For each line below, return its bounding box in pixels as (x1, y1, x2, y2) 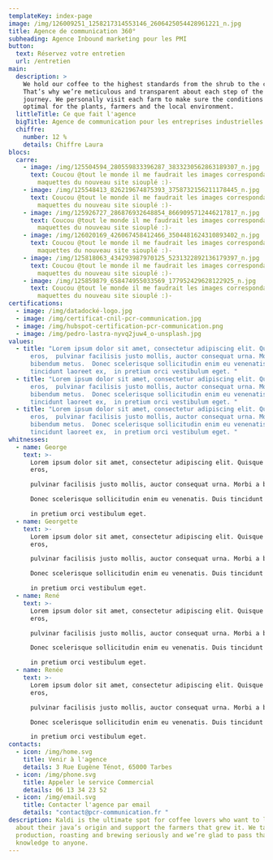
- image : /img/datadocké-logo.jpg (15, 307, 132, 315)
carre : (15, 155, 38, 164)
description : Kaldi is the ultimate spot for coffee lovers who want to (8, 816, 260, 824)
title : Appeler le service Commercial (23, 778, 154, 786)
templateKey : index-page (8, 11, 93, 20)
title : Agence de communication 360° (8, 27, 136, 35)
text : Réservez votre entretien (15, 50, 126, 58)
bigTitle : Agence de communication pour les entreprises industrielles (15, 118, 264, 126)
